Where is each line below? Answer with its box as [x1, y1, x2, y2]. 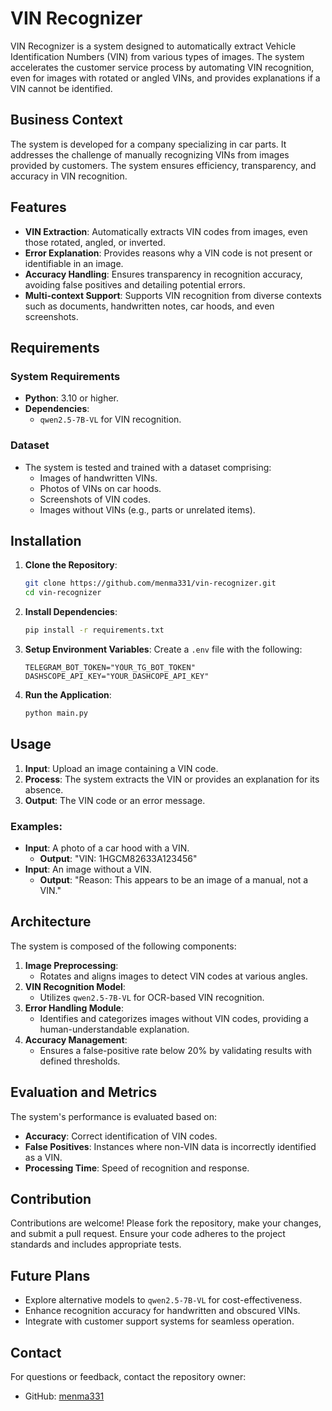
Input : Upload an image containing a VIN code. [24, 762, 219, 774]
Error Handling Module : [24, 1002, 125, 1014]
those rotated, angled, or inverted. [24, 236, 166, 248]
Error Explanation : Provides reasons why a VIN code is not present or [24, 247, 313, 259]
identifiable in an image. [24, 257, 124, 269]
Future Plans [10, 1267, 91, 1284]
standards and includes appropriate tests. [10, 1238, 182, 1251]
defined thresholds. [39, 1055, 121, 1067]
